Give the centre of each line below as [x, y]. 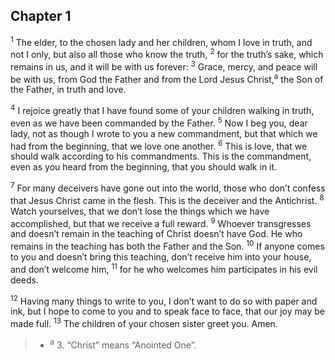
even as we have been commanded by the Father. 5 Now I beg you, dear [159, 122]
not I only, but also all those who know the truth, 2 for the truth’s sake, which [167, 54]
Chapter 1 [41, 16]
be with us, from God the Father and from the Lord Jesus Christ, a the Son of [167, 78]
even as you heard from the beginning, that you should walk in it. [144, 167]
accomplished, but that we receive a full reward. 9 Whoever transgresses [161, 222]
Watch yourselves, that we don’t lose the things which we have [140, 211]
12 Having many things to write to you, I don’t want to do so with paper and [164, 300]
